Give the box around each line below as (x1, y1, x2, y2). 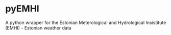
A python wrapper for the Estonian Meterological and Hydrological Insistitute (5, 19, 166, 25)
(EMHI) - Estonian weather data (5, 24, 71, 30)
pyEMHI (5, 3, 39, 14)
